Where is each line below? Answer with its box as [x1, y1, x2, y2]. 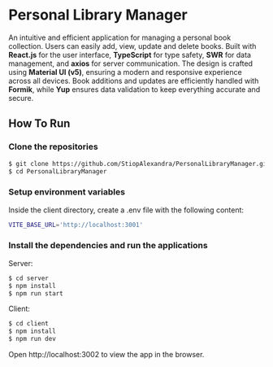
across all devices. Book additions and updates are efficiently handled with [8, 76, 259, 85]
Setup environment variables [8, 186, 126, 198]
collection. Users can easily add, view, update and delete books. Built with [8, 41, 257, 50]
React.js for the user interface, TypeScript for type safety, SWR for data [8, 50, 252, 59]
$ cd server [8, 274, 49, 282]
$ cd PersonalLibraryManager [8, 167, 107, 176]
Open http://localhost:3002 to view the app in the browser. [8, 350, 205, 360]
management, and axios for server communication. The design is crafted [8, 59, 253, 68]
